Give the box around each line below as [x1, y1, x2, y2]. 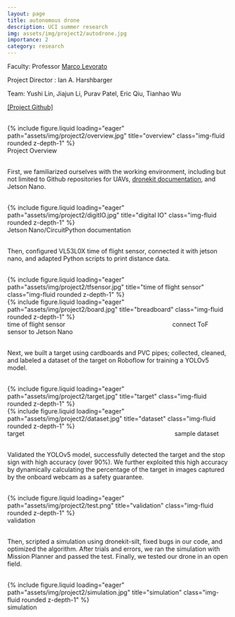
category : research [7, 43, 65, 50]
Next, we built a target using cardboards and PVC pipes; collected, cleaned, [7, 349, 227, 357]
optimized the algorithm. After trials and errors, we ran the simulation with [7, 545, 220, 553]
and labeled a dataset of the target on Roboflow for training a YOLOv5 [7, 356, 209, 364]
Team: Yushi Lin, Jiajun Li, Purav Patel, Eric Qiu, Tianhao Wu [7, 89, 181, 98]
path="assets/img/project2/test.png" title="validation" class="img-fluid [7, 501, 214, 510]
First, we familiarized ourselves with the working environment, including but [7, 168, 226, 175]
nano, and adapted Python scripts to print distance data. [7, 254, 170, 263]
